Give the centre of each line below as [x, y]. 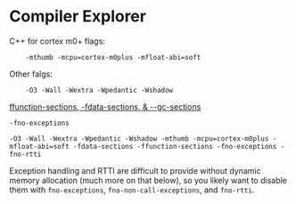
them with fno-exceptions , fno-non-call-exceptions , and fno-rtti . [132, 190]
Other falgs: [31, 74]
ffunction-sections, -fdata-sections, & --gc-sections [105, 106]
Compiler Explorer [78, 16]
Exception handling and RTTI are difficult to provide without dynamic [135, 170]
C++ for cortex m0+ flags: [57, 41]
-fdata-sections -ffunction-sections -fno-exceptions [175, 146]
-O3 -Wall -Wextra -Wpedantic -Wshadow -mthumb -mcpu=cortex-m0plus [139, 139]
